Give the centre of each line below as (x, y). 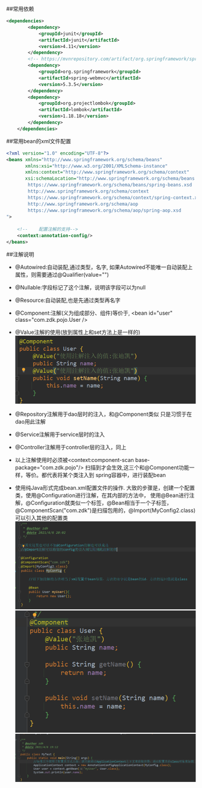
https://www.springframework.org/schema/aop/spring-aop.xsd (105, 210)
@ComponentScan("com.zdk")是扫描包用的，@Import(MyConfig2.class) (105, 510)
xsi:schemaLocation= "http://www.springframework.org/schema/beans (110, 179)
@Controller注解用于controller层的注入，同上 (71, 447)
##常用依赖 (20, 9)
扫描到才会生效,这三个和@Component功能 (137, 467)
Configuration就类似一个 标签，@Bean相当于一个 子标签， (102, 503)
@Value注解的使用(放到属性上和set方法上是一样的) (78, 332)
